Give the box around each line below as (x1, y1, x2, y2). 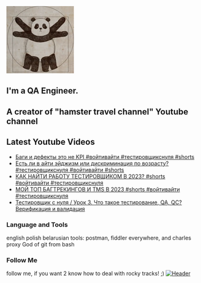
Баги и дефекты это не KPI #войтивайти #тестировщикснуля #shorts (15, 153, 195, 160)
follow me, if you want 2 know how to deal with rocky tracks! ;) (6, 270, 164, 277)
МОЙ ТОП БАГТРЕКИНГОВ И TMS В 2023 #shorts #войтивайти (15, 185, 180, 193)
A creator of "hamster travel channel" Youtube (6, 106, 189, 117)
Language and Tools (6, 220, 69, 229)
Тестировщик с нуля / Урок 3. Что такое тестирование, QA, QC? (15, 199, 182, 206)
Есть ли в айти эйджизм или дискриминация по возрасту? (15, 160, 169, 167)
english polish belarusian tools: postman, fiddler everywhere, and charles (6, 234, 192, 241)
